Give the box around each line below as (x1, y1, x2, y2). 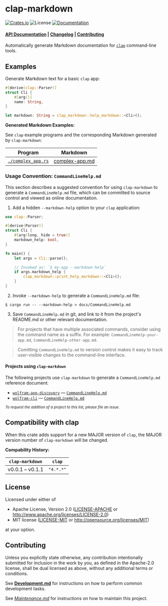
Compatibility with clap (5, 418, 79, 427)
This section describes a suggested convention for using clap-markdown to (5, 184, 158, 190)
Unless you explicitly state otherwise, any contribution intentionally (5, 554, 143, 560)
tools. (5, 48, 17, 54)
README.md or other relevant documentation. (12, 316, 108, 322)
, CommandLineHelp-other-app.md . (30, 337, 98, 343)
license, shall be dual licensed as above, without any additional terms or (5, 565, 153, 571)
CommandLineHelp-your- (111, 332, 158, 337)
